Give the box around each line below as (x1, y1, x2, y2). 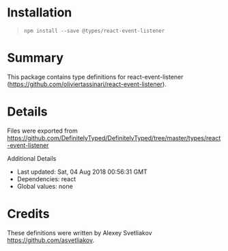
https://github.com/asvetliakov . (7, 236, 94, 244)
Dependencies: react (16, 174, 76, 183)
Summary (7, 50, 63, 66)
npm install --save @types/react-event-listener (23, 27, 165, 34)
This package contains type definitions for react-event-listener (7, 72, 184, 81)
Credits (7, 207, 50, 222)
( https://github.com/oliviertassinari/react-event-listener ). (7, 80, 167, 88)
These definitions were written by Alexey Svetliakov (7, 228, 152, 237)
